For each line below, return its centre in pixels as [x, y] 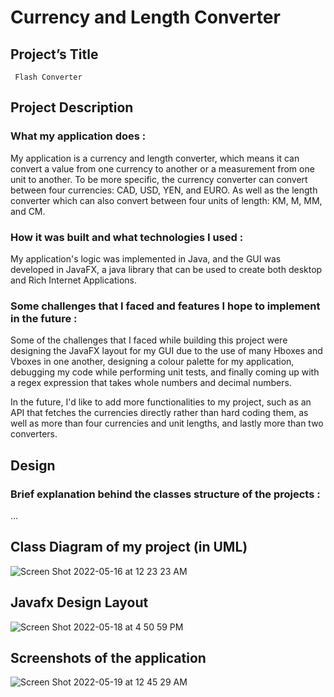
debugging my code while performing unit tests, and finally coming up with [165, 372]
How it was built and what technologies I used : [127, 237]
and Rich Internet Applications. [73, 280]
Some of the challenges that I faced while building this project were [149, 340]
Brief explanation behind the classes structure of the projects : [165, 494]
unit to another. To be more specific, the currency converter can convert [159, 179]
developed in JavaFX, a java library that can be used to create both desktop [166, 269]
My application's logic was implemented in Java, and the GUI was [146, 258]
